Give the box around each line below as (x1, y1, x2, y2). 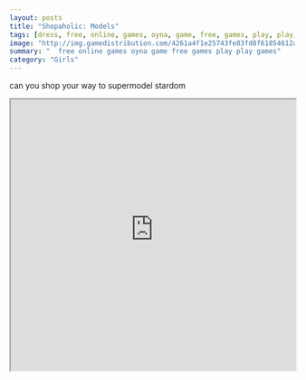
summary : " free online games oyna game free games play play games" (9, 47, 282, 56)
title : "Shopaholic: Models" (9, 22, 120, 31)
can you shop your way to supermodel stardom (9, 81, 186, 90)
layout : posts (9, 13, 63, 23)
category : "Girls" (9, 55, 79, 64)
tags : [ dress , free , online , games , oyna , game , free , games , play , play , (9, 30, 298, 39)
